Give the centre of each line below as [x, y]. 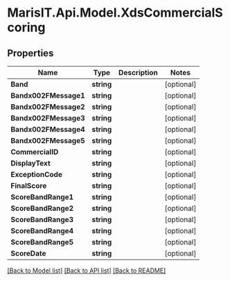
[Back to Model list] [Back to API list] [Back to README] [87, 271]
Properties [30, 53]
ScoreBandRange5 [42, 242]
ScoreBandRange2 [42, 208]
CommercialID [35, 152]
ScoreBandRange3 [42, 220]
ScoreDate [28, 253]
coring [26, 27]
